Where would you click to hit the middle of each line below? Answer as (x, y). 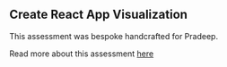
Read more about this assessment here (82, 54)
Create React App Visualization (99, 15)
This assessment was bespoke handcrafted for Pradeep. (113, 36)
